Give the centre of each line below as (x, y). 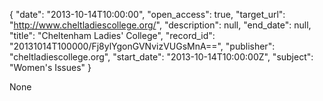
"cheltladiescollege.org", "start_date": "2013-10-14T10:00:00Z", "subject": (161, 57)
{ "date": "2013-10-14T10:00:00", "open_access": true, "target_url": (147, 14)
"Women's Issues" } (50, 67)
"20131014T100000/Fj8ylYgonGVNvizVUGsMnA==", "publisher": (142, 46)
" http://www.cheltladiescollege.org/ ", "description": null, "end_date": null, (160, 25)
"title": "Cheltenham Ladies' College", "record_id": (112, 35)
